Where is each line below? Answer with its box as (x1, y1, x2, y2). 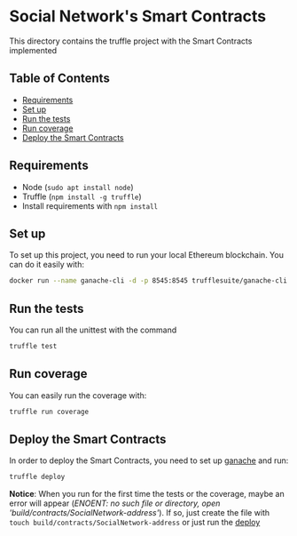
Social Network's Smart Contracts (9, 6, 267, 27)
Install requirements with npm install (21, 200, 158, 211)
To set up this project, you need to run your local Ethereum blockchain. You (9, 250, 284, 260)
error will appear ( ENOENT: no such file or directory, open (9, 498, 221, 508)
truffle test (9, 342, 58, 351)
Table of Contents (9, 71, 111, 86)
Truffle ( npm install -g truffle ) (21, 191, 142, 202)
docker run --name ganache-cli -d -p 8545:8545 (9, 276, 189, 285)
